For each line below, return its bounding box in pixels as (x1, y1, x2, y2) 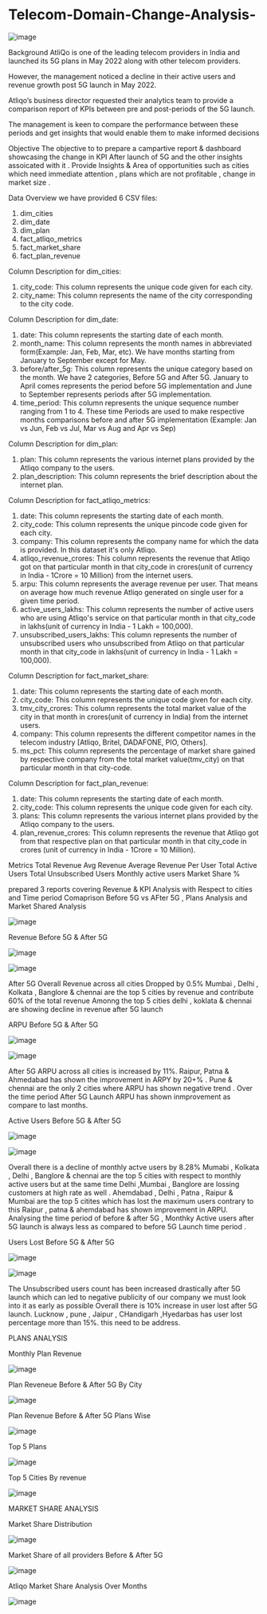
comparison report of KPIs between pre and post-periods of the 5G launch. (8, 104, 255, 114)
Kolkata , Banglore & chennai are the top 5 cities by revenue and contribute (8, 987, 254, 997)
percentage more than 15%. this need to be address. (8, 1317, 181, 1327)
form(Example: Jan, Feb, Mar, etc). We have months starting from (19, 346, 235, 357)
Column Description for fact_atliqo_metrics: (8, 495, 151, 505)
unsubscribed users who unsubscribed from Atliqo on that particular (19, 638, 245, 648)
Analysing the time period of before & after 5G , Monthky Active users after (8, 1213, 254, 1223)
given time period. (19, 596, 80, 605)
